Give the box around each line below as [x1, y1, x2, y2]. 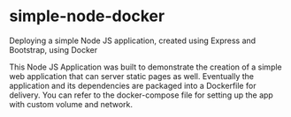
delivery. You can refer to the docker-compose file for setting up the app [9, 90, 274, 100]
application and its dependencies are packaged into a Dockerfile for [9, 80, 257, 91]
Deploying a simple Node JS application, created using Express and [9, 35, 257, 46]
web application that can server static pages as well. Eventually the [9, 70, 255, 81]
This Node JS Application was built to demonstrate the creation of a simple [9, 62, 283, 72]
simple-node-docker [9, 6, 165, 26]
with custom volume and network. [9, 99, 134, 109]
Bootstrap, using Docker [9, 44, 98, 55]
